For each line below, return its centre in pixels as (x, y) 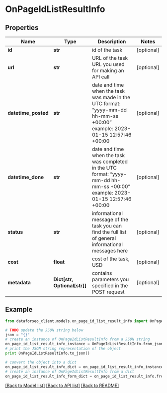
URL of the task (110, 58)
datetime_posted (28, 113)
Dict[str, (63, 279)
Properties (22, 28)
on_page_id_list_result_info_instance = (48, 344)
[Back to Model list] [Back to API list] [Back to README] (62, 386)
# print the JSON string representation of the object (63, 349)
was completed (110, 162)
